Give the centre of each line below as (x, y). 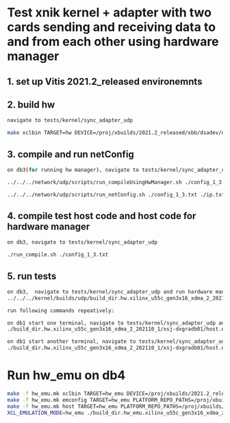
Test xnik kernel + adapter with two (110, 13)
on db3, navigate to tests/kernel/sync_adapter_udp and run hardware (110, 292)
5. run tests (32, 276)
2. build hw (31, 104)
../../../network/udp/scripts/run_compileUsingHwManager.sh (95, 182)
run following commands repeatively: (61, 310)
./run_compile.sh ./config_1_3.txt (58, 255)
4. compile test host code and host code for (102, 216)
